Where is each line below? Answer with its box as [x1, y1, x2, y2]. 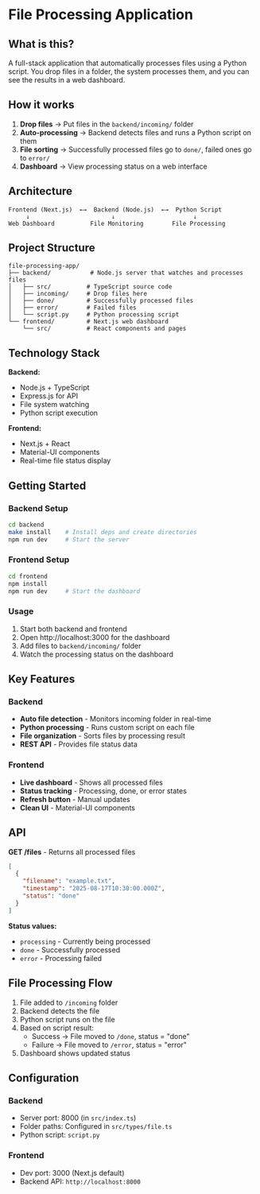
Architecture [8, 184, 73, 198]
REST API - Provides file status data [19, 739, 138, 749]
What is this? [8, 37, 75, 51]
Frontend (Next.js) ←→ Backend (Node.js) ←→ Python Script [8, 205, 223, 214]
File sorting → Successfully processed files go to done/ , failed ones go [19, 145, 252, 154]
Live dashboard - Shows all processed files [19, 777, 163, 787]
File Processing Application [8, 6, 193, 24]
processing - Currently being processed [19, 936, 151, 946]
